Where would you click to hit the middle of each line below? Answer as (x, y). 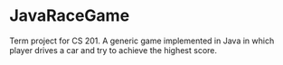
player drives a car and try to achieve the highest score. (113, 50)
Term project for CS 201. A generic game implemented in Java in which (142, 41)
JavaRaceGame (70, 16)
